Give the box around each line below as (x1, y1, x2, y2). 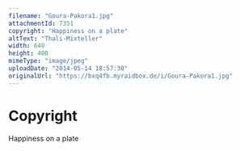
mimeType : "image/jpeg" (8, 57, 89, 65)
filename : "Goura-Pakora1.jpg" (8, 11, 114, 20)
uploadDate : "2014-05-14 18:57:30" (8, 65, 128, 73)
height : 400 (8, 49, 48, 57)
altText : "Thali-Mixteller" (8, 34, 103, 43)
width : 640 (8, 42, 45, 50)
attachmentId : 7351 (8, 19, 74, 27)
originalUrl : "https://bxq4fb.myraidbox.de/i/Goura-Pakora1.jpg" (8, 72, 233, 80)
